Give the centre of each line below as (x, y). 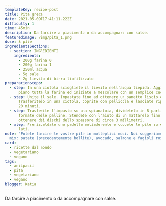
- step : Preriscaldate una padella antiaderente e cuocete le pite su (84, 124)
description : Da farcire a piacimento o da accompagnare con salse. (77, 33)
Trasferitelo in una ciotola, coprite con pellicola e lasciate (86, 102)
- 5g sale (28, 74)
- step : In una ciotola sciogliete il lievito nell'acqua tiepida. (81, 88)
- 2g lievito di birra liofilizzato (56, 79)
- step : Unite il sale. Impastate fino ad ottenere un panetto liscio (84, 97)
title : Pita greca (24, 14)
